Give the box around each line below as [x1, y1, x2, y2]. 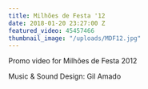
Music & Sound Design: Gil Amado [8, 71, 122, 81]
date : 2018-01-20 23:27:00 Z [8, 19, 106, 27]
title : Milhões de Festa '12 [8, 11, 106, 20]
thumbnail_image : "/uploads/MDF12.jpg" [8, 34, 142, 42]
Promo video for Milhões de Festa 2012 [8, 56, 138, 66]
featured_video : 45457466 [8, 26, 94, 34]
